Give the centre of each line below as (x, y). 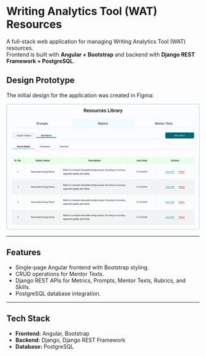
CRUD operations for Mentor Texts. (59, 274)
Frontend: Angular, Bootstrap (52, 333)
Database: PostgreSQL (44, 346)
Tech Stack (28, 319)
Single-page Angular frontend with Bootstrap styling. (82, 267)
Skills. (23, 287)
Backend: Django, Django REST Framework (70, 340)
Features (24, 252)
